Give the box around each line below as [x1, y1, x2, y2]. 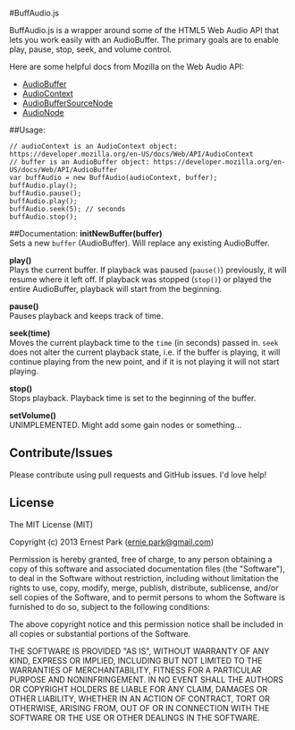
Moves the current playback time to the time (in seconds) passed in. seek [9, 338, 279, 348]
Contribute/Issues [9, 445, 114, 460]
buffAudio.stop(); [9, 212, 78, 221]
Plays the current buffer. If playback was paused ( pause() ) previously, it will [9, 264, 288, 275]
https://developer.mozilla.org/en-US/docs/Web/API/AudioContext [9, 150, 254, 159]
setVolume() [9, 410, 56, 420]
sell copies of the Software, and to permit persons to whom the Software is [9, 591, 286, 603]
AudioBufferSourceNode [21, 98, 114, 108]
